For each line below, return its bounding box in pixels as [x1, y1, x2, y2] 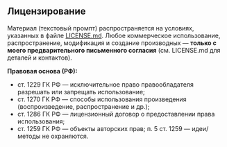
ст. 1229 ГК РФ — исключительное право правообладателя [17, 80, 194, 89]
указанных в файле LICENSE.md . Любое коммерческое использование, [7, 31, 221, 40]
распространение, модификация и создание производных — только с [7, 38, 217, 47]
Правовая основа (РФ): [7, 67, 78, 75]
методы [17, 132, 41, 140]
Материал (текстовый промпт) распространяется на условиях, [7, 24, 194, 32]
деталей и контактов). [7, 53, 73, 62]
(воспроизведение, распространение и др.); [17, 102, 150, 110]
